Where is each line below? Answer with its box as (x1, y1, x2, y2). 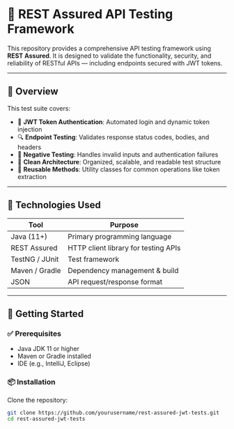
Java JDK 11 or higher (17, 345, 80, 353)
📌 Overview (7, 86, 58, 97)
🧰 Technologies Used (7, 199, 101, 211)
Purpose (109, 219, 139, 229)
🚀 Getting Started (7, 308, 84, 320)
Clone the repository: (7, 396, 68, 404)
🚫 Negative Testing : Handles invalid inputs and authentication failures (17, 150, 219, 159)
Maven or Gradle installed (17, 352, 92, 361)
